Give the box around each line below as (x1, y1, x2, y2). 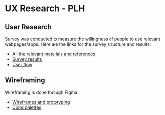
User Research (5, 23, 52, 31)
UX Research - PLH (5, 3, 85, 14)
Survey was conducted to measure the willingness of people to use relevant (5, 36, 160, 42)
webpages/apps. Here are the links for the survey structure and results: (5, 41, 151, 47)
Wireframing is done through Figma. (5, 89, 79, 95)
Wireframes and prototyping (12, 99, 70, 105)
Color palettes (12, 104, 42, 110)
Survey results (12, 56, 42, 62)
